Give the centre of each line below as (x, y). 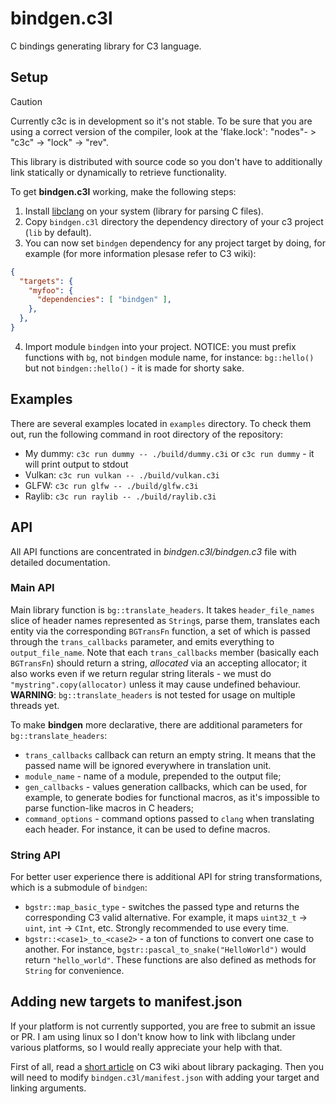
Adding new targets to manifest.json (126, 1002)
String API (35, 855)
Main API (32, 588)
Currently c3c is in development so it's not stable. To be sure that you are (161, 121)
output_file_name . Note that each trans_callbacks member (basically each (165, 652)
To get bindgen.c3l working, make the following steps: (123, 191)
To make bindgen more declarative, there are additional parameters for (156, 724)
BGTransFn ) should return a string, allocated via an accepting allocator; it (159, 663)
